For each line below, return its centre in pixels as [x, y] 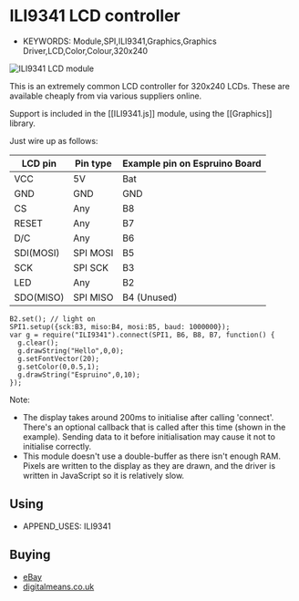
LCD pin [39, 163]
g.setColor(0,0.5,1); [59, 367]
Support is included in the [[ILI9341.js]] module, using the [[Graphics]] [141, 113]
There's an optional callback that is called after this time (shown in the [154, 427]
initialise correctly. [57, 446]
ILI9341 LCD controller [95, 16]
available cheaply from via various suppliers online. [106, 96]
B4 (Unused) [150, 297]
